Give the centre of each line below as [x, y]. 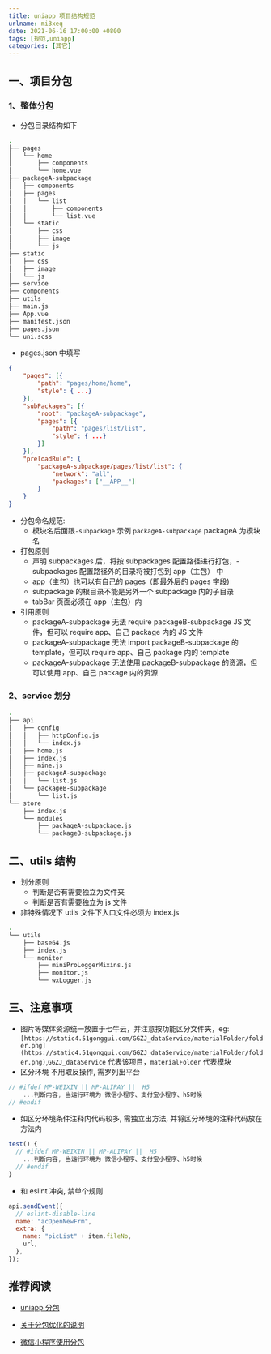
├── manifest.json [39, 321]
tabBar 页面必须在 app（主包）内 [87, 602]
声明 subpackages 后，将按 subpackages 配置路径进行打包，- [136, 561]
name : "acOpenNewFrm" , [54, 1221]
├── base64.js [47, 943]
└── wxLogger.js [65, 981]
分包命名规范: [42, 521]
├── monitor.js [63, 973]
